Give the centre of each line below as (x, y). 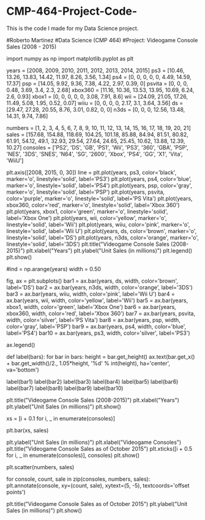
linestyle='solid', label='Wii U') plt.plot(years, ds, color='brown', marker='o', (102, 231)
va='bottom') (23, 370)
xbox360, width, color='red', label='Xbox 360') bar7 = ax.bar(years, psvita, (101, 313)
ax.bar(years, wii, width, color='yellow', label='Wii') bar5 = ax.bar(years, (97, 300)
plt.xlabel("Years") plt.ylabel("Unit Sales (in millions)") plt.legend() (110, 250)
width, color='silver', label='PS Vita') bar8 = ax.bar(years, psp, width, (93, 319)
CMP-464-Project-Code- (72, 11)
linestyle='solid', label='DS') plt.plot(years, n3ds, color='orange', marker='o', (102, 237)
